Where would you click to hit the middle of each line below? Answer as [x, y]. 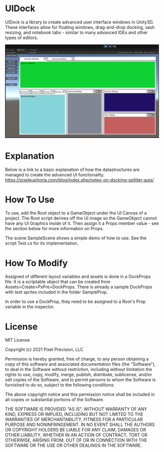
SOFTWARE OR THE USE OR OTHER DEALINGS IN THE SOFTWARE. [73, 446]
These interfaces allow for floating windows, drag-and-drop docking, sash [80, 27]
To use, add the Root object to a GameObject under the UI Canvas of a [76, 213]
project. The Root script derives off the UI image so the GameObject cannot [81, 218]
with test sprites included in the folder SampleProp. [57, 292]
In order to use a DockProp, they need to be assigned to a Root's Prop [75, 301]
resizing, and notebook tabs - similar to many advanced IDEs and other [76, 32]
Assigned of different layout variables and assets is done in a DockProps [78, 277]
